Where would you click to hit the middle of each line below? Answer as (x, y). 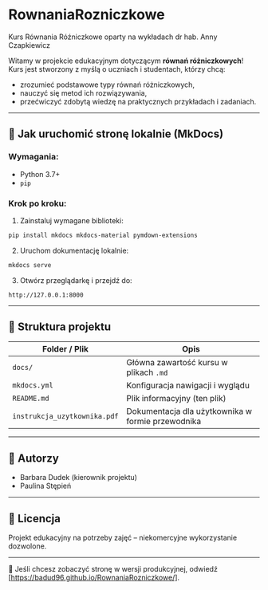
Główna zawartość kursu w (177, 363)
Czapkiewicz (29, 45)
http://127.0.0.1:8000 (46, 295)
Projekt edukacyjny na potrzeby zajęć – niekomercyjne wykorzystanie (123, 538)
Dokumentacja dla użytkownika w (189, 411)
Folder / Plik (66, 349)
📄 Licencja (35, 519)
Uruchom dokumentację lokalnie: (74, 250)
